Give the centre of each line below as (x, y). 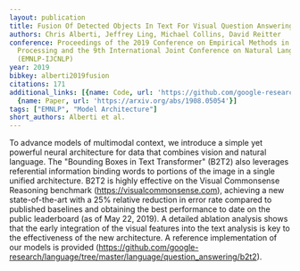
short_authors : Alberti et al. (67, 117)
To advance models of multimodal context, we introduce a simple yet (136, 143)
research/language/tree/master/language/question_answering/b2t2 (133, 257)
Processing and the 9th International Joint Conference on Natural (146, 51)
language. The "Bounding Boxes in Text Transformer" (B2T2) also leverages (149, 162)
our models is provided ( (54, 248)
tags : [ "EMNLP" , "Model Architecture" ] (83, 109)
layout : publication (48, 17)
